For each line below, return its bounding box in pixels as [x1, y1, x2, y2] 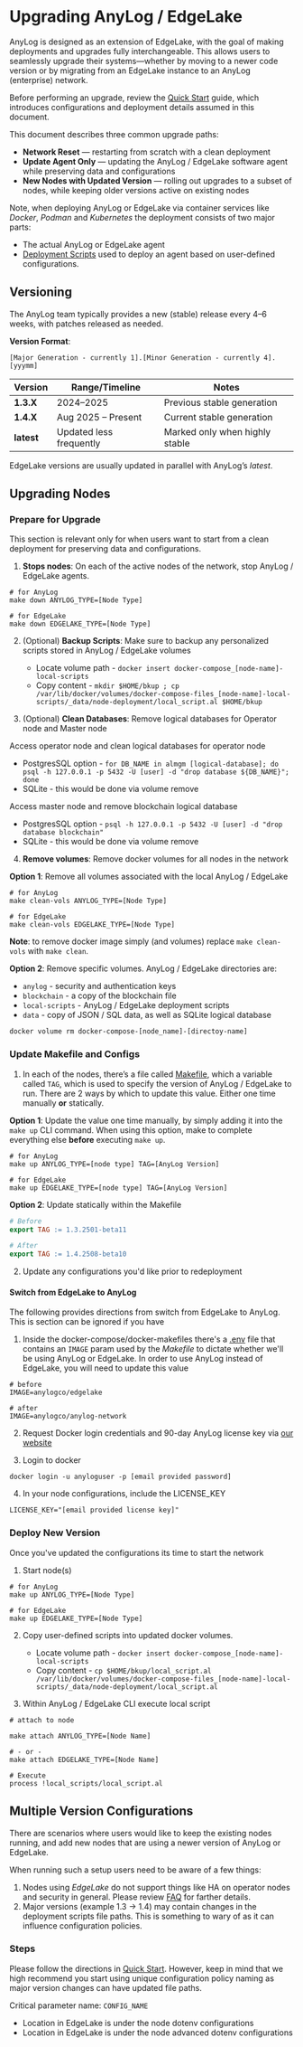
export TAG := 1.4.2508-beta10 [9, 1250, 127, 1259]
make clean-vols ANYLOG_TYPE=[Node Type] [9, 897, 168, 906]
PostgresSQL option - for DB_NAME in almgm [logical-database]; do [22, 758, 280, 769]
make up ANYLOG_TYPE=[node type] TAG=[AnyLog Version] [9, 1159, 220, 1168]
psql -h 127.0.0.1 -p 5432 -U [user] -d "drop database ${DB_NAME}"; [22, 768, 290, 777]
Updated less [57, 425, 114, 438]
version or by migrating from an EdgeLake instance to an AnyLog [9, 65, 251, 76]
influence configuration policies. [22, 1920, 142, 1931]
